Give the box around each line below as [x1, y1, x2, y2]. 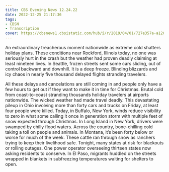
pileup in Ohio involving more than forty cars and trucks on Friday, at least [5, 103, 158, 108]
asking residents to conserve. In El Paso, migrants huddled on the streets [5, 150, 157, 156]
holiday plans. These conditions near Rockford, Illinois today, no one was [5, 50, 156, 56]
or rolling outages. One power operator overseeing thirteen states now [5, 145, 151, 151]
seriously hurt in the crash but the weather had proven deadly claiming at [5, 55, 157, 61]
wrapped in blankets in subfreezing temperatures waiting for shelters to [5, 156, 153, 161]
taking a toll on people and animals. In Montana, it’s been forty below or [5, 129, 153, 135]
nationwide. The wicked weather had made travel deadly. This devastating [5, 97, 159, 103]
